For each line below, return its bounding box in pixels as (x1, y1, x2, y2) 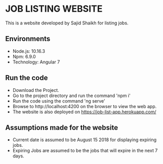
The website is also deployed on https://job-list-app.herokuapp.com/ (12, 109, 156, 115)
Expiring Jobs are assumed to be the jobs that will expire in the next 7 (12, 148, 158, 154)
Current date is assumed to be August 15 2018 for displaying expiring (12, 137, 157, 143)
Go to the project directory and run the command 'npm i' (12, 92, 131, 99)
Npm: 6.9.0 (12, 53, 36, 59)
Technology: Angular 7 (12, 59, 60, 65)
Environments (5, 35, 51, 43)
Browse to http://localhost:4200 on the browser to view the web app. (12, 103, 157, 109)
